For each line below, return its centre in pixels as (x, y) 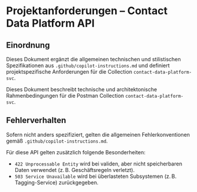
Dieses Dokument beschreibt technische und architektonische (82, 89)
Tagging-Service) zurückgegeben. (56, 182)
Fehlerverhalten (36, 120)
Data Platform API (50, 23)
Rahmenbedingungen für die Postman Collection (65, 96)
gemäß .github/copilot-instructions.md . (57, 141)
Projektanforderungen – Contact (87, 11)
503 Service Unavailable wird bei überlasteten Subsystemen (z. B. (96, 176)
